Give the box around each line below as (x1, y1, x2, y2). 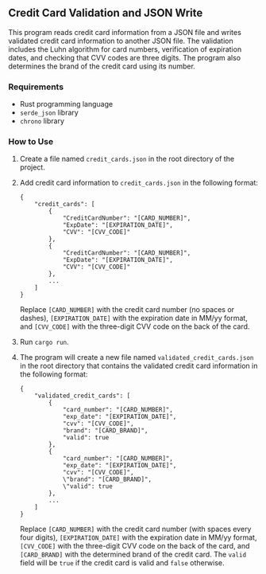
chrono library (19, 116, 65, 126)
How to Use (8, 136, 54, 147)
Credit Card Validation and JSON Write (8, 6, 203, 20)
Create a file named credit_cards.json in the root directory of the (19, 154, 235, 164)
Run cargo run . (19, 338, 69, 347)
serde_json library (19, 107, 79, 118)
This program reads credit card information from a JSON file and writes (8, 27, 242, 37)
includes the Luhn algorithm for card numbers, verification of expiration (8, 44, 242, 54)
